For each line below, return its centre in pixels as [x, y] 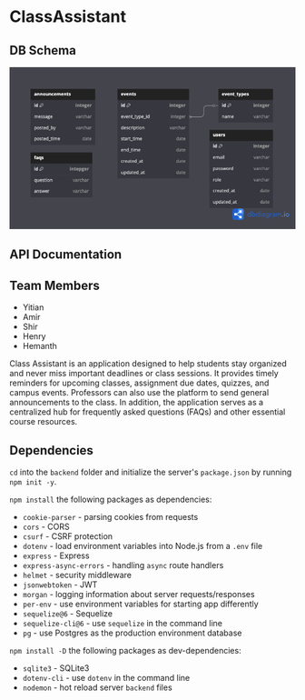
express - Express [56, 555]
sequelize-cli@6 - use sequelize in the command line [122, 624]
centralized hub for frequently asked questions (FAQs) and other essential [148, 412]
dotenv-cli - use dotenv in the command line [106, 678]
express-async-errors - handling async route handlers [123, 565]
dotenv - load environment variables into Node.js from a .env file [143, 546]
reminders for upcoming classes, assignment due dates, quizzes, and [139, 383]
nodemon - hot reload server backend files [97, 687]
